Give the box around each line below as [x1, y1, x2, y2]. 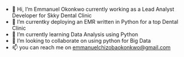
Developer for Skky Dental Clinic [11, 12, 92, 19]
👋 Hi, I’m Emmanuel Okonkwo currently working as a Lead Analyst [11, 6, 174, 12]
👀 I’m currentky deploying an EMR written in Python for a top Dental [11, 18, 179, 25]
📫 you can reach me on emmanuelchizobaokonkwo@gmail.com [11, 44, 171, 50]
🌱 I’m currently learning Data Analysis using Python [11, 31, 139, 38]
